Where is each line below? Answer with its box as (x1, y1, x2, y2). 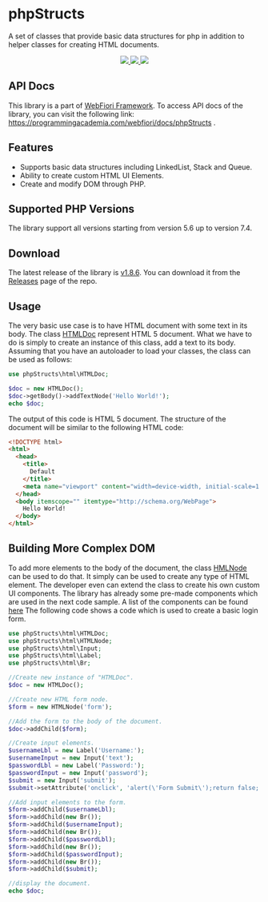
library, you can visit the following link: (8, 109, 134, 118)
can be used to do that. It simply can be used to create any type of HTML (8, 571, 250, 581)
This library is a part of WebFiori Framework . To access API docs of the (8, 101, 244, 110)
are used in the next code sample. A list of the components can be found (8, 597, 249, 606)
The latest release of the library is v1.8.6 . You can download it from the (8, 268, 241, 277)
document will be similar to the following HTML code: (8, 422, 184, 432)
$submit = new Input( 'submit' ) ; (8, 776, 116, 784)
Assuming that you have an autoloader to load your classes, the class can (8, 346, 251, 356)
